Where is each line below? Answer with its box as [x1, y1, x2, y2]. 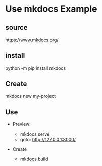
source [5, 23, 28, 32]
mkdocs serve [20, 131, 50, 137]
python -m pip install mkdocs [5, 64, 66, 71]
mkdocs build [20, 156, 48, 162]
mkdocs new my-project [5, 93, 56, 99]
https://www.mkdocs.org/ [5, 37, 59, 43]
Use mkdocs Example [5, 3, 97, 15]
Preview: [12, 121, 31, 127]
